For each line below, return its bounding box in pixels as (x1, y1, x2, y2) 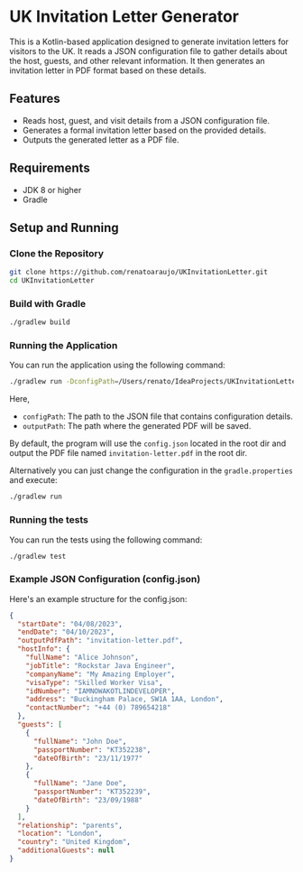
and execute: (9, 475, 58, 486)
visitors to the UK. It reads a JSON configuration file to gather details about (9, 45, 288, 56)
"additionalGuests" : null (17, 846, 115, 855)
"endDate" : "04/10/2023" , (17, 627, 115, 637)
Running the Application (9, 339, 118, 352)
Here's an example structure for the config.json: (9, 593, 188, 604)
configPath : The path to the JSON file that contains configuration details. (22, 411, 293, 422)
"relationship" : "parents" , (17, 821, 124, 830)
